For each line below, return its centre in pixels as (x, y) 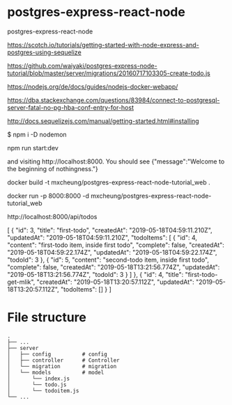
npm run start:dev (33, 148)
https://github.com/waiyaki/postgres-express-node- (83, 65)
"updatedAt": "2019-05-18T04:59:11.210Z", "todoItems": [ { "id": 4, (102, 237)
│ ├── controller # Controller (63, 360)
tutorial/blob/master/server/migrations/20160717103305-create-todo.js (109, 73)
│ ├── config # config (57, 354)
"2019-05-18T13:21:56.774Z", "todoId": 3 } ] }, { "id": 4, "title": (95, 274)
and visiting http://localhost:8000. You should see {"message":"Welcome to (116, 161)
